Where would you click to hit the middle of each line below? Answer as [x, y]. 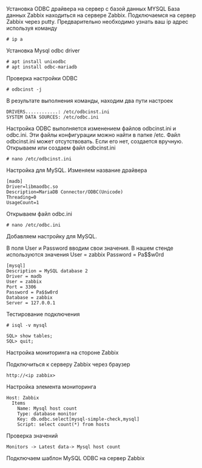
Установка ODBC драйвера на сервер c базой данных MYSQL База [93, 9]
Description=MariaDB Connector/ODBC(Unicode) [65, 192]
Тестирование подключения [43, 314]
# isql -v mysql [27, 325]
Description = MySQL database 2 [47, 271]
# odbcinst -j [24, 89]
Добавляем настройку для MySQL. [52, 236]
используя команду [32, 28]
